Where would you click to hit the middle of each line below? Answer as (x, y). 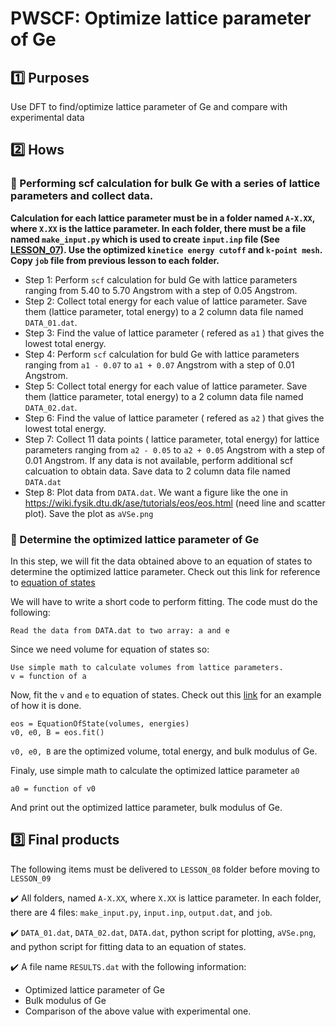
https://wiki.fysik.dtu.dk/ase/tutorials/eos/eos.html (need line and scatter (175, 503)
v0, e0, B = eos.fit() (57, 732)
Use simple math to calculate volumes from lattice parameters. (147, 667)
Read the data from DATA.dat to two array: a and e (120, 630)
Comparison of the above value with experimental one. (138, 1011)
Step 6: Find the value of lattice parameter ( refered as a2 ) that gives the (174, 418)
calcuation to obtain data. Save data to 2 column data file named (157, 471)
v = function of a (48, 676)
